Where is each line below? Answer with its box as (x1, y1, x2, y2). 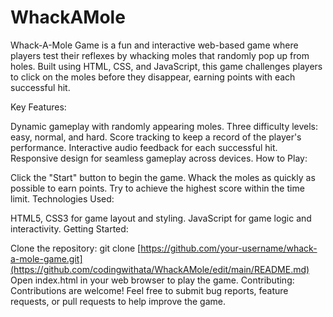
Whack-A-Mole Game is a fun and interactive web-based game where (10, 39, 299, 51)
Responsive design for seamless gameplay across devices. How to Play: (10, 152, 308, 164)
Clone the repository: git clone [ (10, 242, 142, 254)
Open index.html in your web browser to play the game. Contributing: (10, 274, 295, 286)
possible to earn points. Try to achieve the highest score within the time (10, 182, 305, 194)
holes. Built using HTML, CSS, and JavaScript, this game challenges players (10, 60, 323, 72)
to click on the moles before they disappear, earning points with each (10, 71, 296, 83)
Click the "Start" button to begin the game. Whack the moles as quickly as (10, 171, 316, 183)
